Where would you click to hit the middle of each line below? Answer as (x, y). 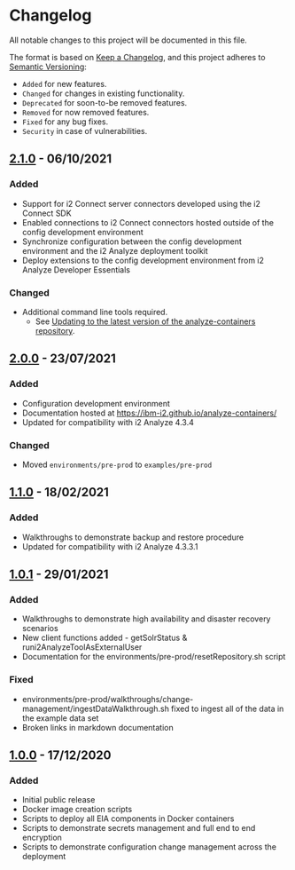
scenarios (40, 629)
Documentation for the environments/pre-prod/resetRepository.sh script (154, 657)
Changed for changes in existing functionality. (103, 93)
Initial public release (58, 800)
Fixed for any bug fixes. (65, 122)
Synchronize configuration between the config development (132, 241)
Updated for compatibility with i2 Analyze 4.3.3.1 (110, 546)
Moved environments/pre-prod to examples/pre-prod (117, 464)
